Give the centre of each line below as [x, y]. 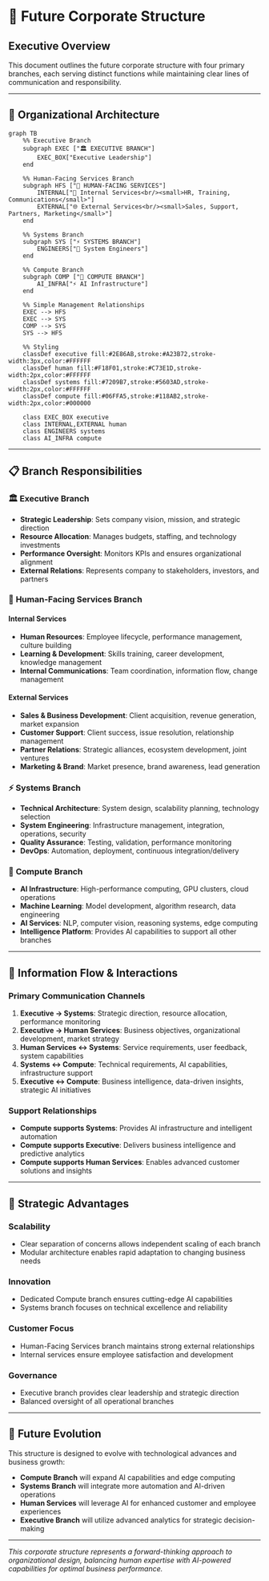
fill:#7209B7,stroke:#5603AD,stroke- [147, 382]
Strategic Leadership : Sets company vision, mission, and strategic [130, 519]
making [32, 1528]
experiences [40, 1511]
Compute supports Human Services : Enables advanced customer [130, 1162]
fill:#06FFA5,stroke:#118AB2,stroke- [147, 396]
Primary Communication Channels [77, 995]
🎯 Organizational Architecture [84, 115]
